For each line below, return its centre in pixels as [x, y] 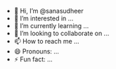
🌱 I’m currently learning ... [51, 26]
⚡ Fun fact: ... [33, 59]
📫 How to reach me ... [46, 41]
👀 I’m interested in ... [44, 18]
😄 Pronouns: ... [37, 51]
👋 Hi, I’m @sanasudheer [49, 11]
